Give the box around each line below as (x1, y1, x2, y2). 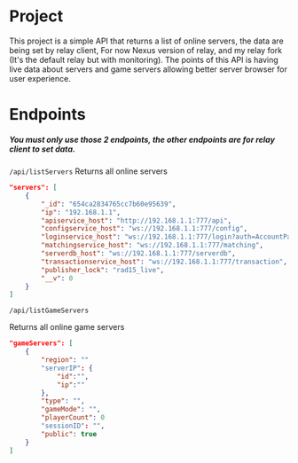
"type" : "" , (41, 396, 86, 405)
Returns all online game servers (9, 322, 125, 333)
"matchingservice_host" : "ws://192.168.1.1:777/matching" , (41, 241, 264, 250)
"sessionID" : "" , (41, 421, 105, 431)
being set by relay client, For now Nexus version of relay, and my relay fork (9, 44, 282, 55)
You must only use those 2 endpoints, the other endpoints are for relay (9, 134, 275, 145)
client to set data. (9, 144, 75, 154)
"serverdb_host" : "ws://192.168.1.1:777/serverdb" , (41, 249, 237, 258)
